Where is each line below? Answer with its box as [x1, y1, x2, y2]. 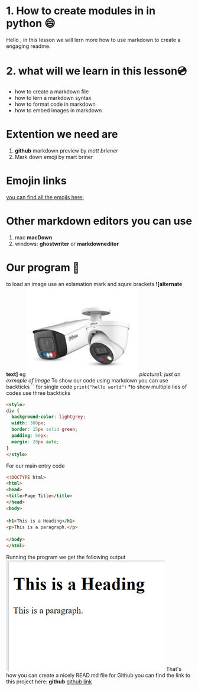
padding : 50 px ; [11, 433, 49, 439]
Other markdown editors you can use [6, 214, 192, 228]
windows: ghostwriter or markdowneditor [14, 240, 119, 247]
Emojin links [6, 174, 67, 187]
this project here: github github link [6, 678, 92, 685]
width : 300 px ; [11, 420, 46, 426]
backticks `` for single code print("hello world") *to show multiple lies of [6, 383, 187, 390]
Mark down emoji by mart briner [14, 153, 93, 160]
